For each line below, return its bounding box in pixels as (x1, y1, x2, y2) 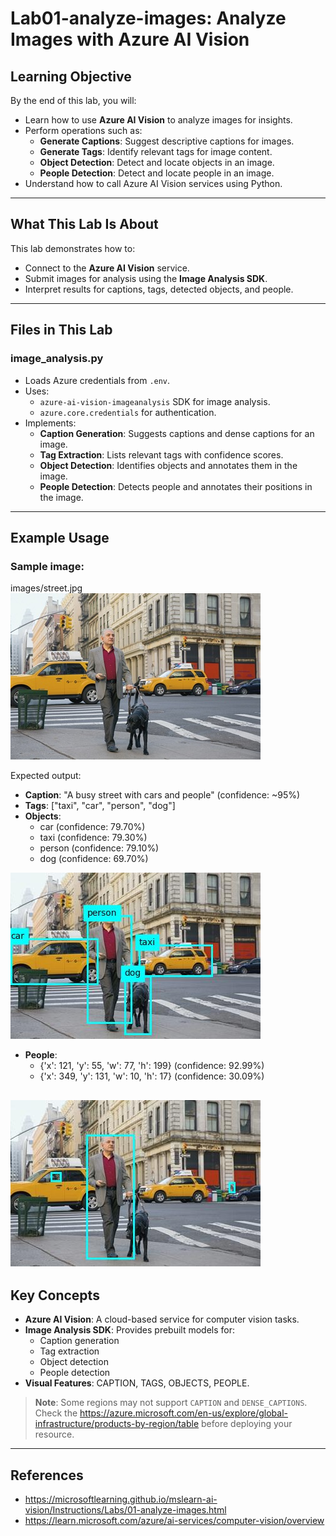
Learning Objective (10, 68, 132, 85)
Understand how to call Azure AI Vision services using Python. (24, 178, 283, 189)
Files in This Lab (10, 322, 113, 339)
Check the (34, 1407, 78, 1419)
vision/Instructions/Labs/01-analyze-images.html (24, 1504, 227, 1516)
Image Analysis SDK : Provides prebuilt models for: (24, 1324, 236, 1336)
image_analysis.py (10, 352, 104, 366)
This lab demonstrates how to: (10, 242, 136, 254)
